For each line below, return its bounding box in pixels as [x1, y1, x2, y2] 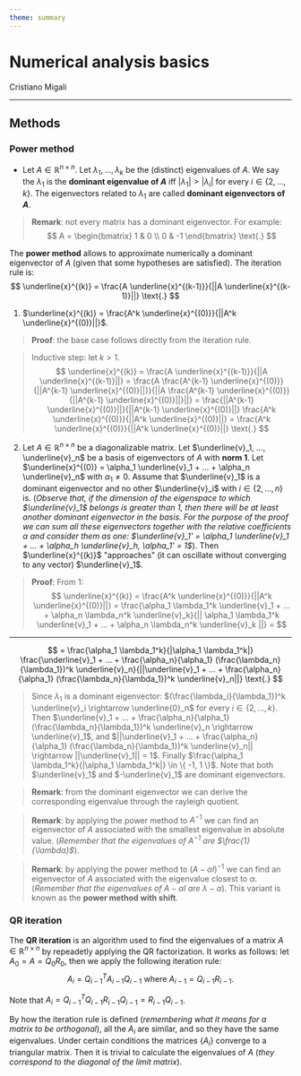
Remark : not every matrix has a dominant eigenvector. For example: [30, 217, 282, 228]
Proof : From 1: [30, 576, 84, 587]
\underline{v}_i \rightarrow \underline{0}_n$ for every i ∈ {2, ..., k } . [30, 702, 279, 713]
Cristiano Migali [9, 82, 67, 92]
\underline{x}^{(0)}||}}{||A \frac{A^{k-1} [70, 385, 215, 396]
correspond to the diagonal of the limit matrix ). [9, 1056, 183, 1067]
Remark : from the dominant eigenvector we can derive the [30, 786, 248, 797]
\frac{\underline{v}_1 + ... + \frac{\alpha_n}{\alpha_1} [20, 654, 213, 665]
